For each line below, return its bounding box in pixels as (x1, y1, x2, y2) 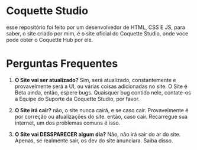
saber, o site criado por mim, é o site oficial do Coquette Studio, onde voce (6, 30, 189, 37)
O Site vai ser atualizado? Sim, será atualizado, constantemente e (14, 76, 176, 83)
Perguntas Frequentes (6, 57, 118, 70)
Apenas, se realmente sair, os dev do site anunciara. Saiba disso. (14, 137, 173, 144)
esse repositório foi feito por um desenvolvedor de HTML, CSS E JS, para (6, 24, 185, 31)
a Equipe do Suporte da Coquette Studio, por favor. (14, 95, 140, 102)
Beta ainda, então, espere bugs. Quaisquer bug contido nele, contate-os (14, 89, 191, 96)
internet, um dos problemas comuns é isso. (14, 119, 121, 126)
